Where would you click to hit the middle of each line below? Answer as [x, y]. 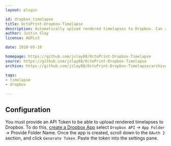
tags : [11, 75]
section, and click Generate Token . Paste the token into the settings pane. [82, 138]
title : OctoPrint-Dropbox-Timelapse [44, 24]
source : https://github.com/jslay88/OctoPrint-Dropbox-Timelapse [76, 61]
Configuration [28, 110]
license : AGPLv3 [22, 38]
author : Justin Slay [27, 34]
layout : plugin [21, 10]
